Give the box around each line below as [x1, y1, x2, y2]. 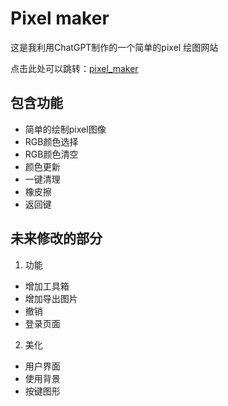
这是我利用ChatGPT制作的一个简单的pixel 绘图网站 [10, 41, 219, 53]
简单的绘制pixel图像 [24, 123, 107, 135]
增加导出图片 [24, 292, 78, 304]
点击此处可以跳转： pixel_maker [10, 62, 139, 74]
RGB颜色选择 [24, 135, 79, 147]
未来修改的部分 [10, 230, 103, 247]
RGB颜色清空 [24, 148, 79, 160]
